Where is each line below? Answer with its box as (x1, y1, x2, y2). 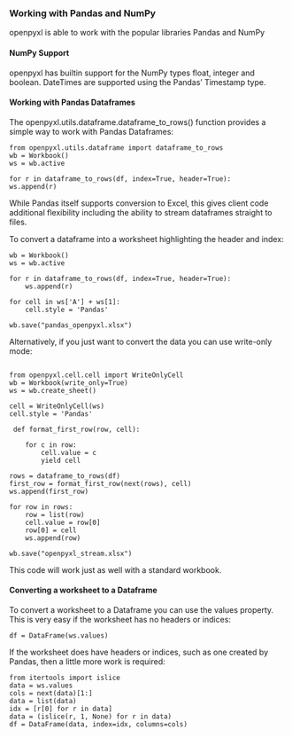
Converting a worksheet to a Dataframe (9, 584, 158, 596)
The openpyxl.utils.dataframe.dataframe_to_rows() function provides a (9, 116, 266, 127)
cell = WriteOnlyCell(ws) (9, 402, 104, 411)
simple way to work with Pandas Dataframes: (9, 126, 174, 137)
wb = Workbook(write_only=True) (9, 378, 128, 388)
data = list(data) (9, 696, 77, 705)
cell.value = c (41, 448, 97, 457)
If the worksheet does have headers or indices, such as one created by (9, 647, 269, 657)
